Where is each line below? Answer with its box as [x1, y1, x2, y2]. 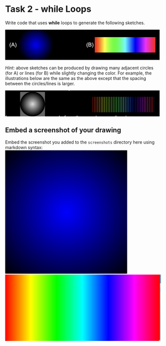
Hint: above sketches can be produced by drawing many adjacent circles [5, 65, 154, 71]
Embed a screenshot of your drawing [5, 126, 122, 134]
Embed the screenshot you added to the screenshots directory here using [5, 139, 155, 145]
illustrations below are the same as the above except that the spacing [5, 76, 146, 81]
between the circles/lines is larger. [5, 80, 75, 87]
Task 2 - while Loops [5, 3, 91, 15]
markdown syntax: [5, 144, 43, 150]
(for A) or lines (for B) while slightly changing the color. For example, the [5, 70, 152, 76]
